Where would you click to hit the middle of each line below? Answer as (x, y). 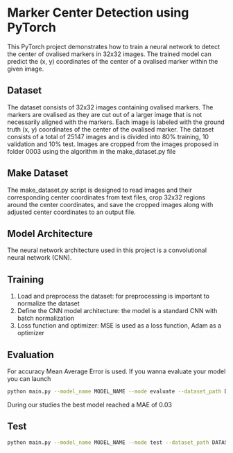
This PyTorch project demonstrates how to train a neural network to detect (114, 46)
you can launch (29, 379)
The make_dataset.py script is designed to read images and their (100, 190)
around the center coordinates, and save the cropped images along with (110, 204)
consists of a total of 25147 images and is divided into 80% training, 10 (108, 136)
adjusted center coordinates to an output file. (72, 212)
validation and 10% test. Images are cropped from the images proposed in (113, 144)
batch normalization (46, 318)
